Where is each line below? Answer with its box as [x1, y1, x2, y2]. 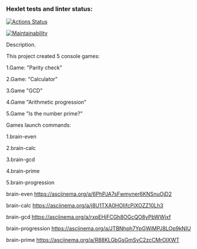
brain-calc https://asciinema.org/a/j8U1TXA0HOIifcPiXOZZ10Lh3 [6, 202, 164, 209]
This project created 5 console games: [6, 53, 100, 60]
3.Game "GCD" [6, 87, 43, 94]
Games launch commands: [6, 122, 72, 129]
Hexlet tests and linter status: [6, 5, 93, 13]
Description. [6, 41, 36, 49]
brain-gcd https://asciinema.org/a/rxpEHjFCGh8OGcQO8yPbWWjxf [6, 213, 172, 221]
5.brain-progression [6, 179, 55, 186]
